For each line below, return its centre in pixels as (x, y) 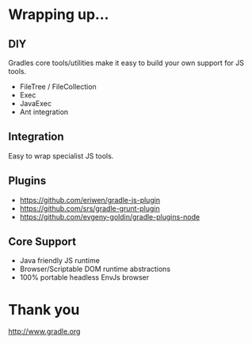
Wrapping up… (59, 15)
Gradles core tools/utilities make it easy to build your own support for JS (126, 63)
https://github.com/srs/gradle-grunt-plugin (90, 208)
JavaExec (36, 103)
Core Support (42, 242)
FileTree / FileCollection (58, 86)
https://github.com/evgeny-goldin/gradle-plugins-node (110, 216)
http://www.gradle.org (44, 331)
